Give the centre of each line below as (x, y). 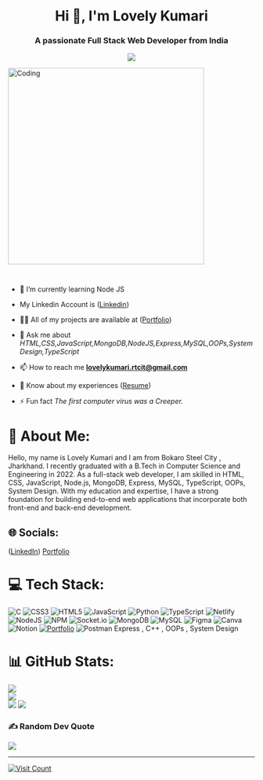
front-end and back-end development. (70, 508)
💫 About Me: (49, 436)
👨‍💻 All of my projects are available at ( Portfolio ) (95, 320)
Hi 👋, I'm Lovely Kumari (131, 16)
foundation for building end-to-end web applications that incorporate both (128, 500)
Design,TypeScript (49, 352)
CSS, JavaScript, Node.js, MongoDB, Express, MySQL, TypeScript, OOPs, (127, 483)
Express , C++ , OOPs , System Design (176, 628)
